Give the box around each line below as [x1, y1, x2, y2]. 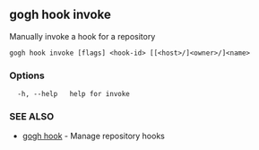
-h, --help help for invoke [17, 90, 130, 99]
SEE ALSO [9, 110, 55, 123]
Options [9, 69, 45, 82]
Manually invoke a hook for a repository [9, 31, 156, 41]
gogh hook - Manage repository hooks [22, 130, 166, 142]
